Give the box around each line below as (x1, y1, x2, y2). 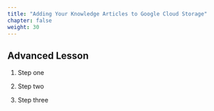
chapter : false (7, 17, 52, 24)
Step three (17, 96, 49, 105)
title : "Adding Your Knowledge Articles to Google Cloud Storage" (7, 10, 208, 18)
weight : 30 (7, 23, 40, 30)
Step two (17, 82, 45, 90)
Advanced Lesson (7, 49, 89, 62)
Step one (17, 69, 45, 77)
